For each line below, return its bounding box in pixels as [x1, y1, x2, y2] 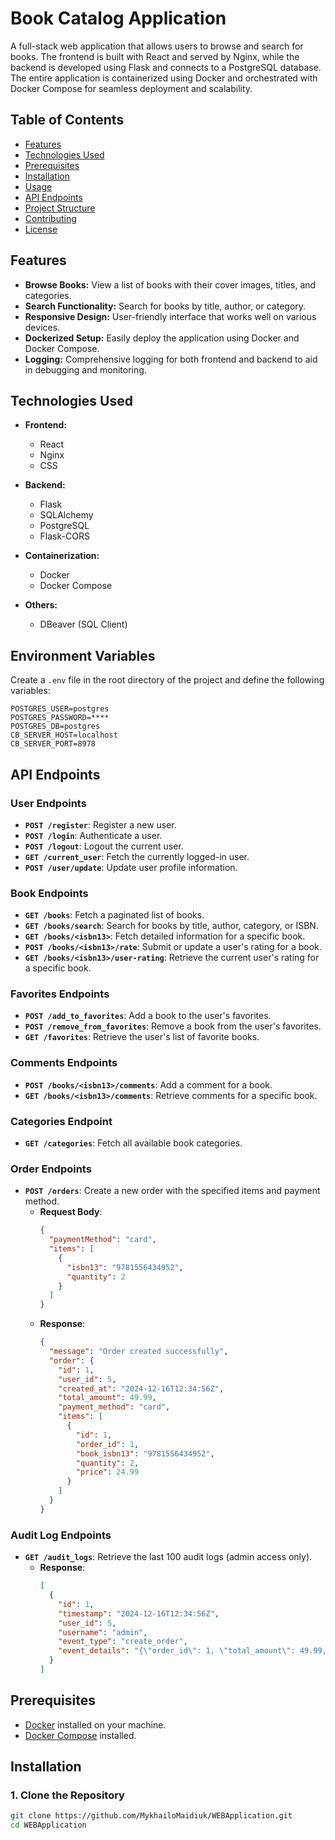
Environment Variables [10, 647, 156, 664]
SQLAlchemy [39, 509, 94, 521]
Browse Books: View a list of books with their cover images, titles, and [24, 278, 317, 291]
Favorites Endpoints [10, 987, 110, 1001]
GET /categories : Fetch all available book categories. [24, 1137, 243, 1149]
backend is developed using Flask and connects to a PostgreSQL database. [10, 61, 322, 73]
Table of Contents [10, 112, 125, 129]
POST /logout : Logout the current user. [24, 840, 184, 852]
